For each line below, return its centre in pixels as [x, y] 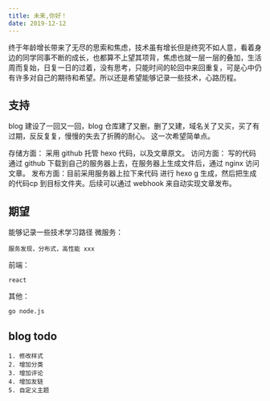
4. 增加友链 [26, 382]
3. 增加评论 [26, 373]
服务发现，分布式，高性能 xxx [51, 249]
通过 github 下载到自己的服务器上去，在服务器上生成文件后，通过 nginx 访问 [134, 163]
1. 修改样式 [26, 356]
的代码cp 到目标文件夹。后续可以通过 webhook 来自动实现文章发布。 [123, 184]
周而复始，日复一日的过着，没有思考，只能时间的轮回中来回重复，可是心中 [131, 67]
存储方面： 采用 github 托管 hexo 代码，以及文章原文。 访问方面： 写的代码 [133, 153]
